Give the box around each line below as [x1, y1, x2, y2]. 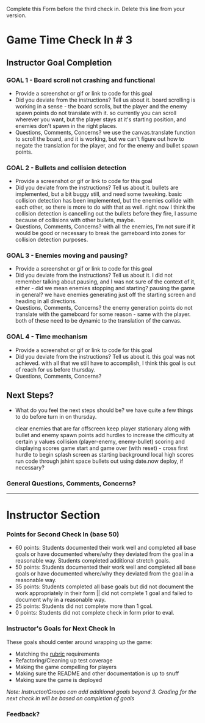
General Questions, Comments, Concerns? [6, 479, 136, 487]
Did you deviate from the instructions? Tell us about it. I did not [15, 272, 173, 279]
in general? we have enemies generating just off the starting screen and [15, 291, 196, 299]
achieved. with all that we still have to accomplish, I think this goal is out [15, 359, 196, 367]
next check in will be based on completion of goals [6, 694, 135, 702]
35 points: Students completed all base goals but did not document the [15, 583, 194, 590]
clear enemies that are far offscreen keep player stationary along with [15, 425, 191, 432]
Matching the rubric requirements [15, 650, 100, 657]
